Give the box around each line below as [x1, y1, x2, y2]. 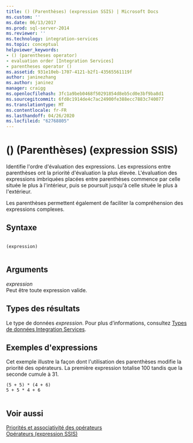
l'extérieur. [6, 188, 32, 195]
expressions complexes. [6, 206, 65, 213]
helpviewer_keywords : [6, 47, 59, 53]
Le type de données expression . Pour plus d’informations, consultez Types [6, 319, 187, 326]
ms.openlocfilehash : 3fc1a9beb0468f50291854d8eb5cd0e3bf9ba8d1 [6, 91, 164, 97]
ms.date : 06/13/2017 [6, 19, 57, 25]
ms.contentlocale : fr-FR [6, 107, 67, 113]
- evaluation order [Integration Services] [6, 58, 114, 64]
